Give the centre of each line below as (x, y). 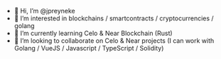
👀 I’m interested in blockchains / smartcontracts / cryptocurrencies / (114, 18)
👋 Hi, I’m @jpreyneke (45, 11)
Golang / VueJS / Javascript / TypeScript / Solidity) (89, 48)
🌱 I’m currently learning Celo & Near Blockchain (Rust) (93, 33)
